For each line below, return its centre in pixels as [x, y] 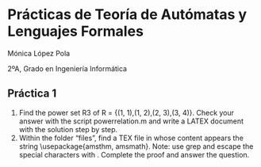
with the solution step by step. [68, 129]
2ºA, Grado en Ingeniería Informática [67, 68]
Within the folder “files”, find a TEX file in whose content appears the [131, 138]
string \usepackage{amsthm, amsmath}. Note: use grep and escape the [136, 146]
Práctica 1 [32, 94]
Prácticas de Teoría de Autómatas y [127, 15]
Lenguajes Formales [76, 31]
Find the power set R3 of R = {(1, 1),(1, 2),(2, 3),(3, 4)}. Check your [127, 112]
